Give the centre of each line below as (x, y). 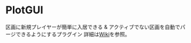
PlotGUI (24, 10)
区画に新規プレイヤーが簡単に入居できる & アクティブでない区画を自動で (93, 27)
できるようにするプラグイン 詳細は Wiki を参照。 (73, 34)
